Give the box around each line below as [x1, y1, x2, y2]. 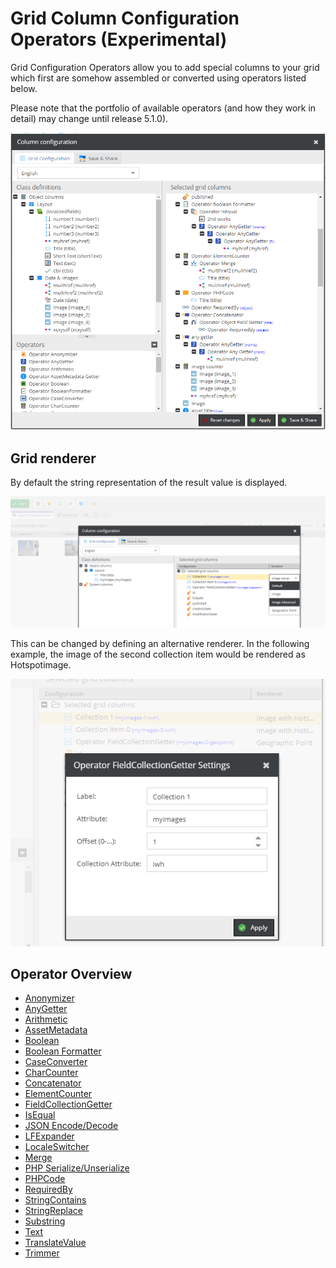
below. [10, 82, 38, 94]
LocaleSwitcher [24, 1141, 90, 1153]
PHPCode [24, 1173, 66, 1185]
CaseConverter [24, 1056, 88, 1068]
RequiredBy [24, 1183, 73, 1196]
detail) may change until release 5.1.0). [10, 112, 169, 124]
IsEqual [24, 1109, 56, 1121]
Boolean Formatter [24, 1045, 102, 1057]
